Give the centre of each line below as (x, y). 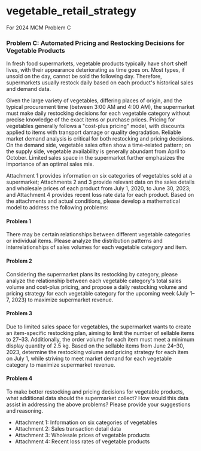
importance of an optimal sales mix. (50, 164)
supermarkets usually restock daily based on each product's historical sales (100, 83)
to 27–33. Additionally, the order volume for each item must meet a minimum (100, 339)
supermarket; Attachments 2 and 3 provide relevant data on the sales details (100, 182)
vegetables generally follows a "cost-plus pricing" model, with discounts (96, 126)
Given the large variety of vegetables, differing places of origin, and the (94, 100)
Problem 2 (19, 261)
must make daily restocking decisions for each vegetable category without (98, 113)
